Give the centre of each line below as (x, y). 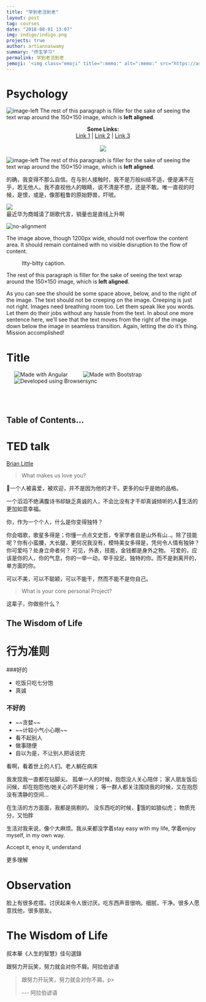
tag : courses (23, 23)
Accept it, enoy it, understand (44, 847)
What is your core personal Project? (67, 591)
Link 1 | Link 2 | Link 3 (103, 136)
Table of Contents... (45, 420)
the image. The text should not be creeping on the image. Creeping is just (99, 300)
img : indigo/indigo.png (37, 35)
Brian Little (20, 463)
